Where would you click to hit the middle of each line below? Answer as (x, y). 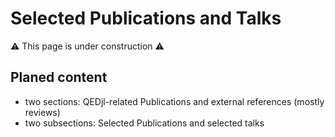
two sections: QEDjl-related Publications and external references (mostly (174, 101)
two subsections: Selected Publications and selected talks (144, 123)
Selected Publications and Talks (146, 18)
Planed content (59, 77)
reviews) (42, 112)
